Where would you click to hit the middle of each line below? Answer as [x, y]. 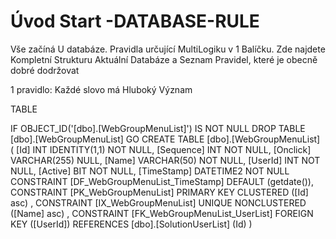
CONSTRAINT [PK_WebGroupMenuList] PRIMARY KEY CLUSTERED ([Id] [159, 192]
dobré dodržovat [45, 70]
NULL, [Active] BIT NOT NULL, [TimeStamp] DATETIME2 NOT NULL [150, 171]
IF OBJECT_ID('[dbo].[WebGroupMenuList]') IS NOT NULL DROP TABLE [158, 128]
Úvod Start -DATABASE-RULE [135, 21]
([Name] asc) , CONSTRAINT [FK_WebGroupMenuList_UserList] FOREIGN [162, 213]
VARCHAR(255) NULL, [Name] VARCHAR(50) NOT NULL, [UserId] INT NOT [165, 160]
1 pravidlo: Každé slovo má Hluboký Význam [101, 89]
